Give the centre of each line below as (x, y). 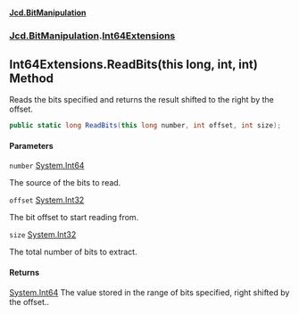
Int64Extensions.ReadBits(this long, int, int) (134, 64)
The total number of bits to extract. (73, 252)
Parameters (31, 145)
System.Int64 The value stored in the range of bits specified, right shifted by (149, 292)
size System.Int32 (43, 235)
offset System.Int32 (47, 200)
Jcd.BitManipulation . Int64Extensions (92, 36)
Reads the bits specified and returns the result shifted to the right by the (141, 100)
